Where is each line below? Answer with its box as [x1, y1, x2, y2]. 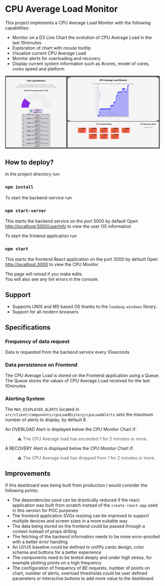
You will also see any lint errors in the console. [5, 277, 99, 282]
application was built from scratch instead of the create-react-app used [12, 502, 158, 508]
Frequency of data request [5, 338, 70, 345]
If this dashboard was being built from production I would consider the [5, 482, 148, 488]
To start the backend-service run [5, 194, 72, 200]
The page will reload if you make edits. [5, 271, 83, 277]
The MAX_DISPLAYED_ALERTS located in [5, 406, 80, 412]
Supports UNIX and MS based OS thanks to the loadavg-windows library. [12, 304, 157, 309]
